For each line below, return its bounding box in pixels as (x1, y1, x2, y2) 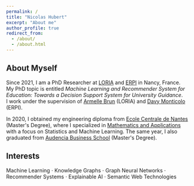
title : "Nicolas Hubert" (6, 14, 67, 20)
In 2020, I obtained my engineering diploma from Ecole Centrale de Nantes (6, 115, 189, 122)
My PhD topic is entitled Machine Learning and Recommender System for (6, 85, 185, 92)
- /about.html (11, 42, 46, 48)
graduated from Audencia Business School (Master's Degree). (6, 134, 157, 141)
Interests (6, 151, 40, 161)
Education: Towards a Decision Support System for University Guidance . (6, 91, 183, 98)
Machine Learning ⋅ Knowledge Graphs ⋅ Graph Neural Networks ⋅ (6, 167, 166, 174)
